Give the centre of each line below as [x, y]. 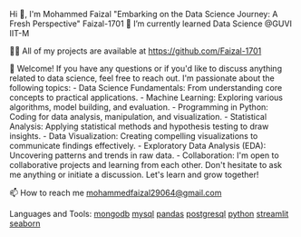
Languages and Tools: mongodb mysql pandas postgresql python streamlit [149, 214]
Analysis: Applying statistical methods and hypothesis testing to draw [139, 126]
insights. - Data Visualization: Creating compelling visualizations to [134, 136]
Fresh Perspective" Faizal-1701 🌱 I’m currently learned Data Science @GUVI [151, 24]
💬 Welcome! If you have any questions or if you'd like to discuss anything [146, 69]
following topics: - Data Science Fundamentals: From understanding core [146, 88]
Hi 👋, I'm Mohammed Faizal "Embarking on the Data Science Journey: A [144, 14]
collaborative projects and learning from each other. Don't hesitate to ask [146, 165]
